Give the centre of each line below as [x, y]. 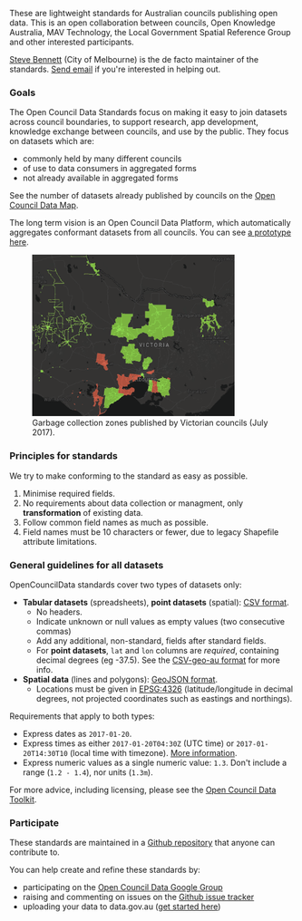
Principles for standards [63, 456]
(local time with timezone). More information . [153, 752]
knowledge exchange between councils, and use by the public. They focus [149, 131]
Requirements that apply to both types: [82, 716]
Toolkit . [23, 799]
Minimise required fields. [68, 493]
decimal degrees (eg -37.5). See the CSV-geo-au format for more [158, 660]
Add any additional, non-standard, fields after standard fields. [151, 640]
